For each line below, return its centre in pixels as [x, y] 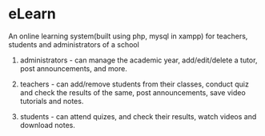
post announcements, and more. [74, 68]
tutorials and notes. [52, 101]
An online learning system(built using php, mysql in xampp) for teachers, [128, 36]
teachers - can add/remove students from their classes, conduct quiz [135, 84]
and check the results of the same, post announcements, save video [132, 92]
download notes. [48, 125]
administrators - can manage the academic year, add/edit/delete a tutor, [139, 60]
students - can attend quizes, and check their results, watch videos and [138, 116]
